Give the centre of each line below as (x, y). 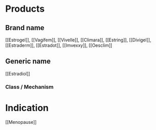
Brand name (25, 28)
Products (25, 9)
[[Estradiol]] (18, 73)
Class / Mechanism (29, 87)
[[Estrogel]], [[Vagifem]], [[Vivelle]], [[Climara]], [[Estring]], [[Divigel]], (78, 40)
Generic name (28, 61)
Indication (27, 108)
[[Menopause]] (21, 122)
